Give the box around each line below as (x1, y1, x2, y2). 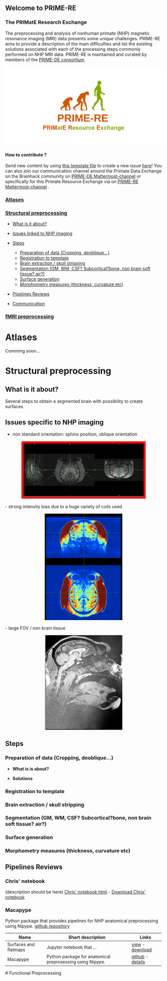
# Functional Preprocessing (5, 970, 62, 976)
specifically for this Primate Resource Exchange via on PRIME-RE (5, 178, 139, 184)
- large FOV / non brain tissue (5, 625, 66, 631)
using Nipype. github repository (5, 923, 70, 929)
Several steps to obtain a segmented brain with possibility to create (5, 398, 143, 404)
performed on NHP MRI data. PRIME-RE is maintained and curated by (5, 51, 147, 57)
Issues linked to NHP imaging (12, 231, 73, 237)
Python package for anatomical (46, 954, 111, 960)
